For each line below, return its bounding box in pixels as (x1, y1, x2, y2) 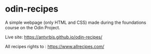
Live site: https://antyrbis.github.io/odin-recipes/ (5, 34, 102, 40)
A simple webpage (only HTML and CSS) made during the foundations (5, 19, 146, 25)
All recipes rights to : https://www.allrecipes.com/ (5, 43, 105, 49)
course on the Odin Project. (5, 24, 60, 30)
